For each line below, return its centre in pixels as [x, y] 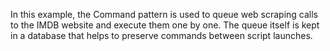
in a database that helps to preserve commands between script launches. [161, 35]
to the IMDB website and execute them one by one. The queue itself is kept [165, 25]
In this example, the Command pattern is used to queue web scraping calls [164, 14]
